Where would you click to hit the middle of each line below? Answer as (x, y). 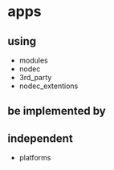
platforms (35, 158)
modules (34, 60)
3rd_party (35, 77)
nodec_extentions (49, 86)
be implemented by (57, 111)
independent (40, 138)
